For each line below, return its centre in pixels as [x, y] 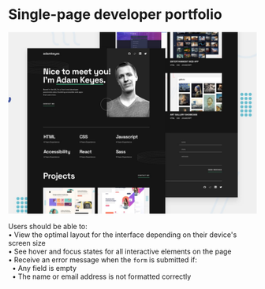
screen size [27, 243]
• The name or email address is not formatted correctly [101, 276]
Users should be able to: [48, 227]
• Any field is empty [44, 269]
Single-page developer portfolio [115, 15]
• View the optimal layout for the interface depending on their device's [123, 235]
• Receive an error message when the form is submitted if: [103, 260]
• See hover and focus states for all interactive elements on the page [120, 252]
